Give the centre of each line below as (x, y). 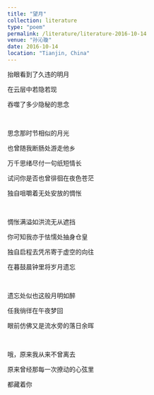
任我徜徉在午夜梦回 (35, 310)
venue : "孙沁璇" (30, 40)
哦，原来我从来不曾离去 (41, 354)
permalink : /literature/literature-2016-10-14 (77, 34)
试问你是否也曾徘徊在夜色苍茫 (51, 178)
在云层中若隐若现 (32, 89)
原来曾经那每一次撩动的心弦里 (51, 369)
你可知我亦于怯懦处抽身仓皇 (48, 237)
